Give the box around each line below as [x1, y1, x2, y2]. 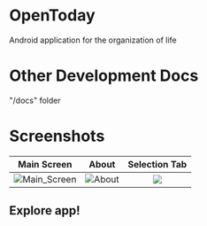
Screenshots [9, 126, 105, 146]
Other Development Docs [9, 66, 199, 86]
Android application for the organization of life [9, 35, 177, 45]
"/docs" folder [9, 95, 61, 105]
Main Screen [17, 158, 73, 170]
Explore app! [9, 203, 81, 218]
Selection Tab [127, 158, 188, 170]
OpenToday [9, 5, 96, 26]
